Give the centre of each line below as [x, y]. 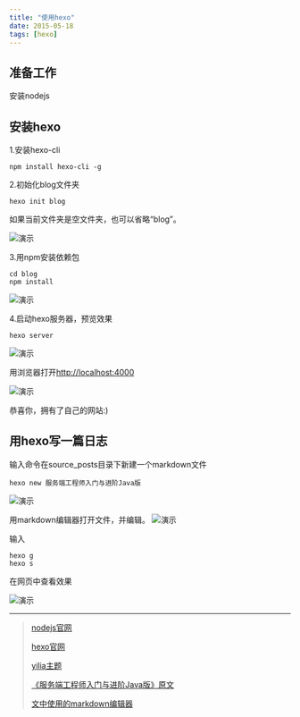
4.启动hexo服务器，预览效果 [61, 319]
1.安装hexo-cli [35, 150]
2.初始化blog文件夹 [45, 185]
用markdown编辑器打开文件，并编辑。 [79, 519]
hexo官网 [48, 646]
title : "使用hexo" [42, 17]
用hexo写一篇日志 [58, 441]
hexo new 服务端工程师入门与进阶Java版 [75, 483]
